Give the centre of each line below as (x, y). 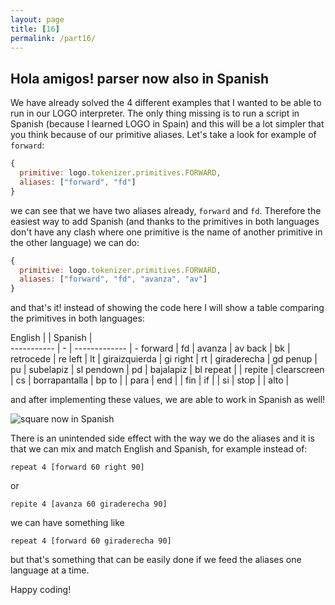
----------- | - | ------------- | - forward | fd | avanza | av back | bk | (150, 348)
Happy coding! (41, 590)
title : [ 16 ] (35, 29)
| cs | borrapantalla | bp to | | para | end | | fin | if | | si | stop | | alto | (150, 380)
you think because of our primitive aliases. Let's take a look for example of (163, 135)
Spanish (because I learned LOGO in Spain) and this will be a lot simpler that (167, 124)
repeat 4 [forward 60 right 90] (77, 467)
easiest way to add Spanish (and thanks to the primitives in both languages (165, 221)
